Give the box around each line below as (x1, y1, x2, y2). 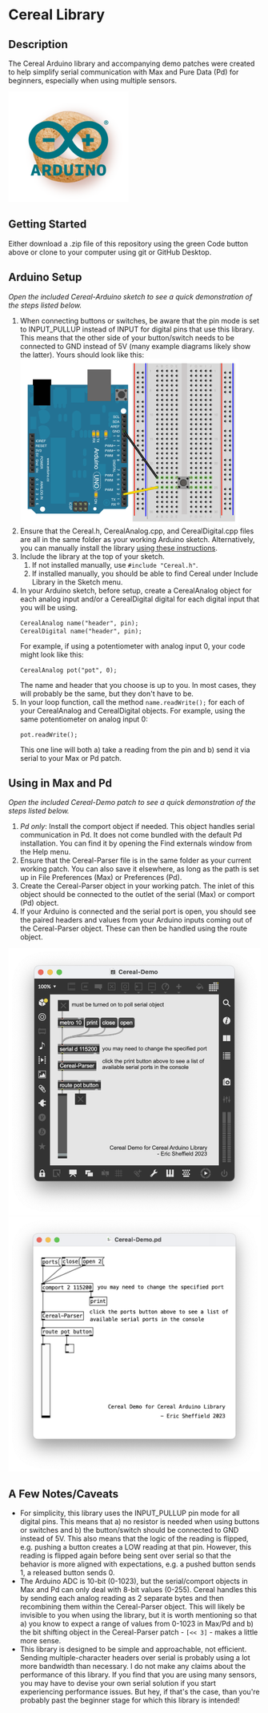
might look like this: (19, 649, 84, 659)
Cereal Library (8, 6, 106, 24)
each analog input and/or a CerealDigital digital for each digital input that (19, 594, 260, 604)
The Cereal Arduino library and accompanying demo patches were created (8, 58, 255, 68)
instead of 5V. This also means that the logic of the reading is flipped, (19, 1534, 250, 1543)
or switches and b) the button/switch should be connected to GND (19, 1526, 239, 1535)
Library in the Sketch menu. (31, 577, 123, 586)
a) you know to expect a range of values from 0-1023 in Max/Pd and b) (19, 1619, 254, 1629)
